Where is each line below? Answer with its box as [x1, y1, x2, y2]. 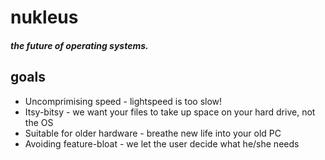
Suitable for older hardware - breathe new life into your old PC [24, 127, 282, 139]
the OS [24, 116, 54, 128]
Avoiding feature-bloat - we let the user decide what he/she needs [24, 137, 300, 150]
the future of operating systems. [10, 39, 149, 51]
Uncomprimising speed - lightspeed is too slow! [24, 95, 223, 107]
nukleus [10, 6, 79, 29]
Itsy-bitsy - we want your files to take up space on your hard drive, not [24, 106, 316, 118]
